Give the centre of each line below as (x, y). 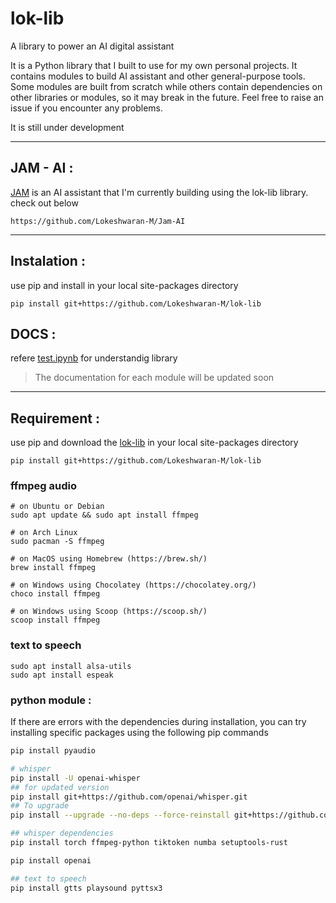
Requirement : (55, 418)
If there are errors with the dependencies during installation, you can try (158, 722)
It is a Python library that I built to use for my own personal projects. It (154, 65)
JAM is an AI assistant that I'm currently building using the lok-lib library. (159, 192)
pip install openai (51, 860)
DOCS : (33, 333)
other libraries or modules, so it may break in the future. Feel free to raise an (167, 97)
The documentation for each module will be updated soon (154, 378)
